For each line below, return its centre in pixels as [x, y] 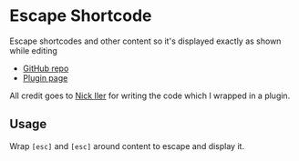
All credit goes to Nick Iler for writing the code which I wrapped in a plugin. [150, 96]
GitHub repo [46, 68]
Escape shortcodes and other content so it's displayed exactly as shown [145, 41]
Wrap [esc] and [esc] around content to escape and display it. [127, 146]
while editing [33, 50]
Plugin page [45, 77]
